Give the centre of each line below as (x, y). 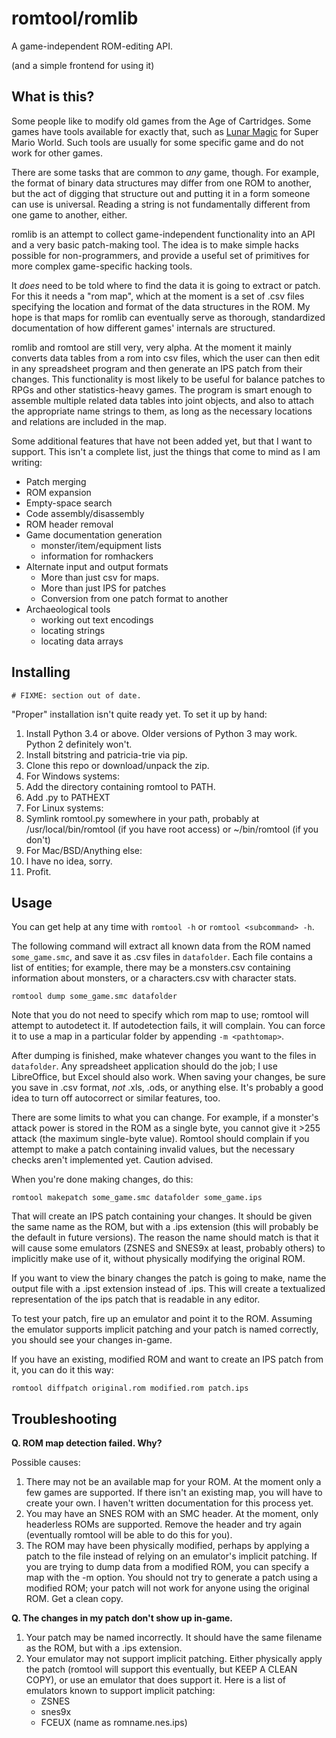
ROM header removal (69, 524)
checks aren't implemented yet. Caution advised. (112, 1160)
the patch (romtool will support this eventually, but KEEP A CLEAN (161, 1669)
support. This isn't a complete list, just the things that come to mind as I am (166, 451)
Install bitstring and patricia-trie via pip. (106, 754)
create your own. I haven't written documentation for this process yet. (169, 1503)
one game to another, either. (69, 214)
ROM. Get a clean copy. (74, 1599)
